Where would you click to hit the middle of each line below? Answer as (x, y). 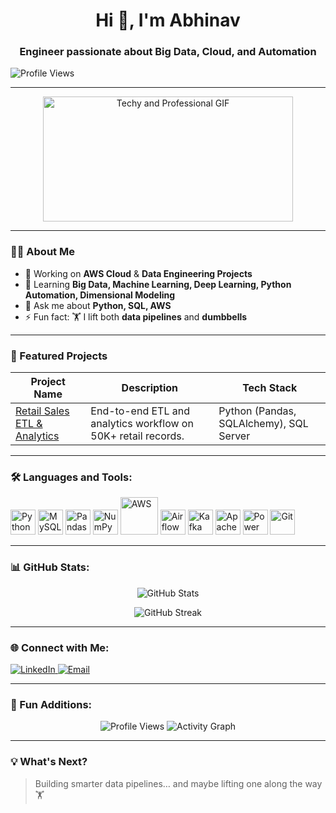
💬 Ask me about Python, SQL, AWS (98, 305)
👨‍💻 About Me (42, 252)
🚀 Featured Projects (59, 356)
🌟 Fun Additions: (51, 704)
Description (150, 388)
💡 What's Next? (49, 762)
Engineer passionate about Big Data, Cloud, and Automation (168, 52)
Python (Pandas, (257, 411)
